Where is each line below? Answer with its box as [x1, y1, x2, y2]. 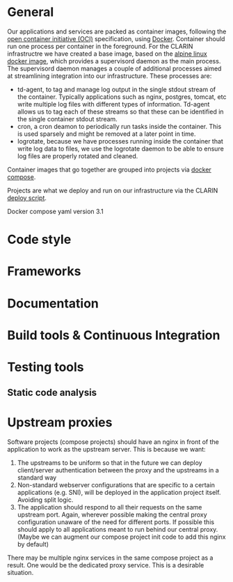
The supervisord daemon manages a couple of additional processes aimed [7, 64, 222, 72]
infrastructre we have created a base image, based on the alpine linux [7, 49, 207, 58]
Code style [7, 231, 72, 247]
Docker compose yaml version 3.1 [7, 207, 104, 215]
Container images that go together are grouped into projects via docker [7, 165, 212, 174]
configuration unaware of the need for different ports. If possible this [17, 518, 214, 526]
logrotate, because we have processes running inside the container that [17, 137, 224, 145]
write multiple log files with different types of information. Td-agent [17, 100, 210, 108]
